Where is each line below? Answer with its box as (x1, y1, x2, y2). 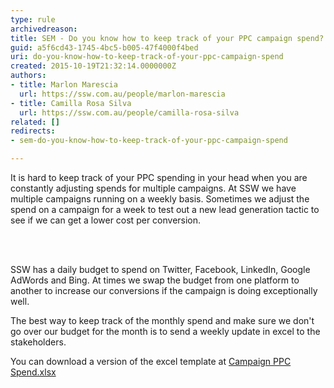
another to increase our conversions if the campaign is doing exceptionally (10, 285, 318, 296)
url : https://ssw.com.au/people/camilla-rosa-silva (19, 107, 240, 118)
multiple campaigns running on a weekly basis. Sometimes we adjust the (10, 193, 310, 205)
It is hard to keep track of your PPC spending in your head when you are (10, 172, 308, 183)
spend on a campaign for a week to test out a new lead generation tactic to (10, 204, 320, 215)
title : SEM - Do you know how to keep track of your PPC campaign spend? (10, 33, 325, 43)
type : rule (10, 14, 56, 25)
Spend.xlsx (10, 366, 57, 378)
